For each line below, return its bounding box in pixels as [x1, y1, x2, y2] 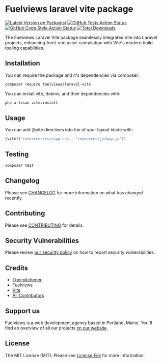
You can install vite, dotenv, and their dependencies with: [5, 91, 121, 96]
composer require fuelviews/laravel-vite [5, 82, 91, 87]
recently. [5, 195, 23, 201]
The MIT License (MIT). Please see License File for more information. [5, 352, 145, 358]
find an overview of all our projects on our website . [5, 325, 108, 331]
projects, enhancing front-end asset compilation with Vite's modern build [5, 39, 153, 45]
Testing [5, 150, 29, 158]
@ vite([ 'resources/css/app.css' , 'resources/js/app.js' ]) [5, 136, 126, 141]
